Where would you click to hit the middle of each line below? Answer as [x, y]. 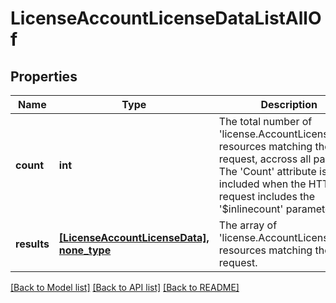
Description [289, 104]
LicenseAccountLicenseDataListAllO [166, 18]
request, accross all [265, 159]
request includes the [267, 196]
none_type [85, 250]
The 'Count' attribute [267, 171]
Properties [44, 76]
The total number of [265, 121]
